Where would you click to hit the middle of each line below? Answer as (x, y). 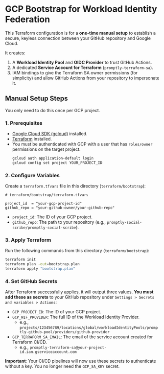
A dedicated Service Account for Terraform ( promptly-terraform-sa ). (82, 68)
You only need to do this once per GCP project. (53, 110)
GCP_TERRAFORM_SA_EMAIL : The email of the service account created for (82, 337)
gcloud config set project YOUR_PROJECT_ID (57, 163)
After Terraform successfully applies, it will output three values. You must (79, 292)
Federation (28, 19)
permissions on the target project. (46, 149)
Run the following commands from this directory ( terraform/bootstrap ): (77, 251)
